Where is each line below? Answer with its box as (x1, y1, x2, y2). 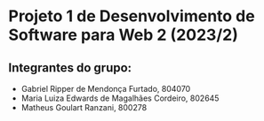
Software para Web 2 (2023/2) (8, 25, 239, 45)
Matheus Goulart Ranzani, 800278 (20, 102, 148, 112)
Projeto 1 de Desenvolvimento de (8, 6, 255, 26)
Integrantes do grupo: (8, 60, 132, 75)
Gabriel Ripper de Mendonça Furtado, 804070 (20, 84, 191, 94)
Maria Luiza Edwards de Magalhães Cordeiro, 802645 (20, 93, 220, 103)
